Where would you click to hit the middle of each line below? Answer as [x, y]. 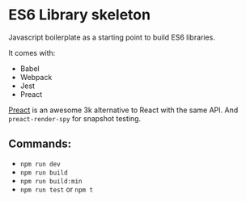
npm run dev [40, 164]
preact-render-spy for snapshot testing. [75, 118]
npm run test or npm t [57, 189]
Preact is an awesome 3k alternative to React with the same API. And [123, 110]
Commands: [40, 144]
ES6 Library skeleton [80, 15]
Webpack [36, 77]
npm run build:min [51, 181]
